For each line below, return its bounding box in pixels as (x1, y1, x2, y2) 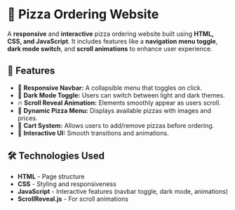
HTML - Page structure (17, 172, 85, 181)
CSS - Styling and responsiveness (17, 179, 117, 188)
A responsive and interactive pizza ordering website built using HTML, (7, 29, 214, 38)
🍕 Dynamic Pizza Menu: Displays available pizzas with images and (17, 106, 212, 114)
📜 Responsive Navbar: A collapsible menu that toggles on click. (17, 84, 203, 92)
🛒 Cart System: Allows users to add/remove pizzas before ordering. (17, 121, 215, 129)
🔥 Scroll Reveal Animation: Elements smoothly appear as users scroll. (17, 98, 221, 107)
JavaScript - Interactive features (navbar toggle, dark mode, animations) (17, 187, 229, 195)
